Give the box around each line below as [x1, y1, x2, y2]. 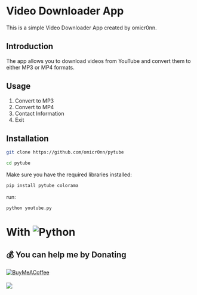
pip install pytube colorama [6, 183, 79, 189]
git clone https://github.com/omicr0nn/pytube [6, 149, 124, 155]
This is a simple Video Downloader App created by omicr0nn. [6, 24, 157, 31]
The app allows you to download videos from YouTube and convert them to [6, 57, 191, 64]
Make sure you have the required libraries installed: [6, 171, 133, 178]
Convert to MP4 [14, 103, 54, 110]
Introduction [6, 41, 54, 52]
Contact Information [14, 110, 64, 117]
